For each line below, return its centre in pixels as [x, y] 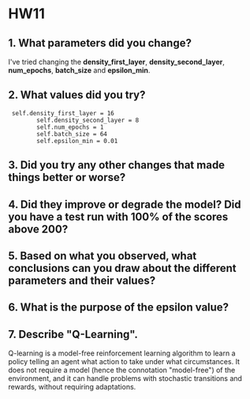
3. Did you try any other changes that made [117, 166]
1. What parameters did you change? [100, 43]
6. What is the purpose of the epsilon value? [119, 308]
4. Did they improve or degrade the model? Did [125, 204]
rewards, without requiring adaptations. [72, 387]
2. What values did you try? [77, 95]
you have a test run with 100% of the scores [118, 217]
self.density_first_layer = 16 [63, 113]
